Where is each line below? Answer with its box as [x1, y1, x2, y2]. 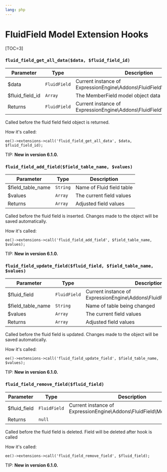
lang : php [5, 7, 26, 12]
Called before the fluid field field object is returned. [5, 119, 110, 125]
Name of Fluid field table [75, 184, 133, 191]
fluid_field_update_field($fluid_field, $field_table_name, [5, 263, 154, 269]
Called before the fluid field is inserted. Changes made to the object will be [5, 213, 159, 219]
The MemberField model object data [75, 92, 161, 99]
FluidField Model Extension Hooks [5, 28, 149, 40]
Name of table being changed [85, 303, 155, 310]
